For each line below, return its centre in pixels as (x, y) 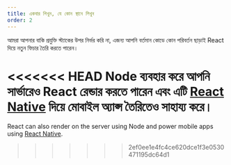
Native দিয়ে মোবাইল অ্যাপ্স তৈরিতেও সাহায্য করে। (110, 107)
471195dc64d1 (149, 155)
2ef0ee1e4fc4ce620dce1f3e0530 (176, 148)
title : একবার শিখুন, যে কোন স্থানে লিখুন (51, 14)
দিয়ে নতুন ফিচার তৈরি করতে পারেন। (43, 48)
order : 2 (20, 20)
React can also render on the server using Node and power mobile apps (110, 127)
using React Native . (35, 134)
